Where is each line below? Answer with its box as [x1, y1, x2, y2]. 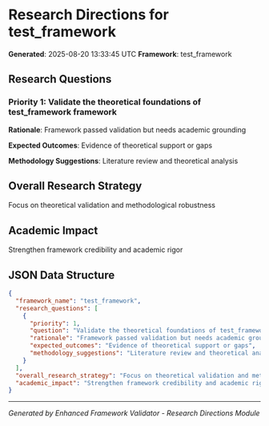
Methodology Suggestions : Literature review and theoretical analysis [8, 156, 239, 165]
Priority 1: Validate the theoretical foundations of [8, 96, 202, 108]
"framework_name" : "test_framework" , [15, 297, 142, 305]
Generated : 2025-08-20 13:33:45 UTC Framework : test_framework [8, 49, 232, 59]
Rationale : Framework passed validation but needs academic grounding [8, 124, 247, 134]
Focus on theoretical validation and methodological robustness [8, 201, 216, 210]
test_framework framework [8, 107, 118, 118]
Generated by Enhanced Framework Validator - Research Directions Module [8, 408, 260, 418]
